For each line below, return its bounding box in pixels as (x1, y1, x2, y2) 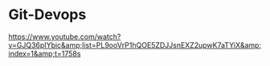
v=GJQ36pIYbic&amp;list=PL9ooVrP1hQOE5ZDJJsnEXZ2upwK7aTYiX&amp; (8, 40, 262, 49)
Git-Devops (8, 6, 87, 24)
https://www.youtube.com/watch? (8, 32, 121, 41)
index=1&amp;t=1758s (8, 49, 81, 58)
